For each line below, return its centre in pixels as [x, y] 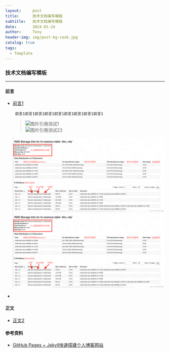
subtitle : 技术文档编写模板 [34, 21]
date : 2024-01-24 [30, 27]
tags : [11, 48]
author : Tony [24, 32]
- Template [21, 53]
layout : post [24, 11]
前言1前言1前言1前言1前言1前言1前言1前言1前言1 [59, 114]
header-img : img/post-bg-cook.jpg [42, 37]
